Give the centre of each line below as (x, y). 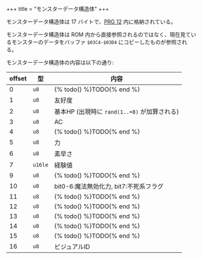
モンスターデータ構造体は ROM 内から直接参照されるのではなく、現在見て (99, 34)
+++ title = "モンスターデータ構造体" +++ (58, 9)
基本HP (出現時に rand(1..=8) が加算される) (117, 112)
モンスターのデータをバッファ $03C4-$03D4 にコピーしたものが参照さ (97, 42)
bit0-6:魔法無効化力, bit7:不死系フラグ (109, 186)
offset (18, 78)
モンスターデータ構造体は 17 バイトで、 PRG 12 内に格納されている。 (91, 22)
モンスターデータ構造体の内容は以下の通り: (60, 62)
